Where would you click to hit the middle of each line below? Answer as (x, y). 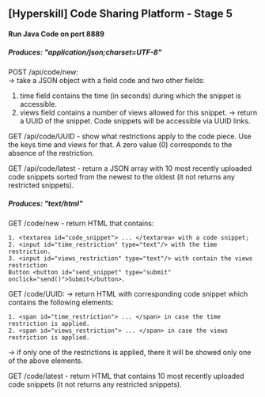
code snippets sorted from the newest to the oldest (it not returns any (122, 176)
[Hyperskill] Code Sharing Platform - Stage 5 (121, 14)
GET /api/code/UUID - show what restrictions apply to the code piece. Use (130, 136)
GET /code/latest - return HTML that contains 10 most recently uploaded (126, 376)
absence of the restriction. (51, 153)
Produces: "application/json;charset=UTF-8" (85, 52)
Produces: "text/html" (45, 203)
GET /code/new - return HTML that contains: (81, 223)
